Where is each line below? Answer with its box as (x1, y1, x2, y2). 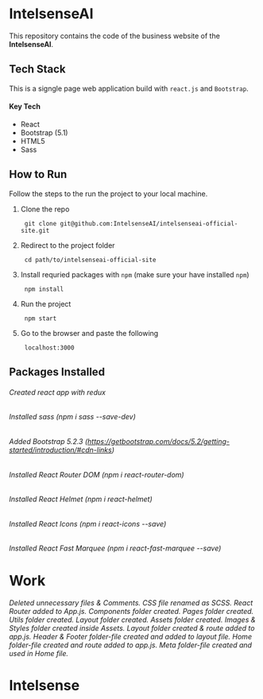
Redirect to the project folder (20, 240, 115, 250)
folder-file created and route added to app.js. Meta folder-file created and (9, 640, 253, 650)
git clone (24, 219, 57, 227)
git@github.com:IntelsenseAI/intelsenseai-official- (60, 219, 238, 227)
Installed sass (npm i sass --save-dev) (9, 412, 136, 422)
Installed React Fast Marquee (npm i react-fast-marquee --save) (9, 543, 222, 553)
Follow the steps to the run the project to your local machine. (9, 188, 208, 199)
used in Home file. (9, 649, 69, 658)
